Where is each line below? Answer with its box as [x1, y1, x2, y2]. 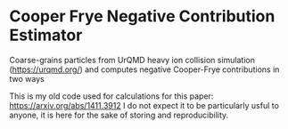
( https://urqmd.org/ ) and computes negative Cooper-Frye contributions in [9, 64, 280, 75]
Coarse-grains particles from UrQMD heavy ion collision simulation [9, 54, 256, 65]
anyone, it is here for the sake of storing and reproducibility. [9, 109, 229, 120]
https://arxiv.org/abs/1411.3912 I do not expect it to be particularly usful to [9, 100, 279, 110]
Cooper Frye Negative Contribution [9, 6, 276, 27]
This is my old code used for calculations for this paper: [9, 91, 214, 101]
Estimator [9, 25, 83, 45]
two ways [9, 73, 45, 84]
